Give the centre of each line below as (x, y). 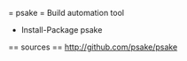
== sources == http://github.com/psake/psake (93, 47)
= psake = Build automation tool (66, 13)
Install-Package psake (62, 30)
